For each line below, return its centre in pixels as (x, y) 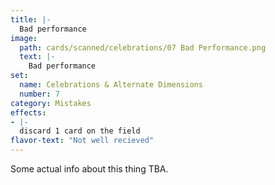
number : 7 (39, 94)
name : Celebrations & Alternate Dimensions (111, 85)
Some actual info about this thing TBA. (89, 169)
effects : (28, 112)
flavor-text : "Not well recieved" (82, 141)
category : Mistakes (51, 103)
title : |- (31, 19)
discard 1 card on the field (80, 131)
